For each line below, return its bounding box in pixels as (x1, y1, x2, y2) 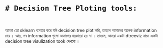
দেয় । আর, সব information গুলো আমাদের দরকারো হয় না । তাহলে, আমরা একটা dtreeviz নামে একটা (5, 32, 158, 38)
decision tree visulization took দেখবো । (5, 38, 80, 44)
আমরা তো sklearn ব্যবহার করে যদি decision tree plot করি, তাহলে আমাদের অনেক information (5, 27, 157, 33)
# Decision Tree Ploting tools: (5, 4, 137, 13)
